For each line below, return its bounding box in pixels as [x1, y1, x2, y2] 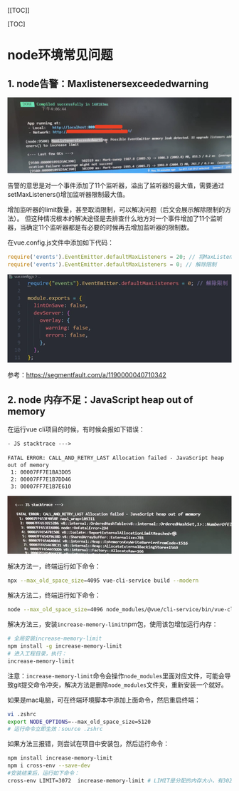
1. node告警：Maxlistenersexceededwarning [7, 78, 209, 90]
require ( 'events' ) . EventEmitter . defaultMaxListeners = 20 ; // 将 [7, 253, 204, 261]
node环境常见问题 [7, 47, 113, 63]
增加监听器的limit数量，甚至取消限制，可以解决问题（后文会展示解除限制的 [7, 205, 225, 214]
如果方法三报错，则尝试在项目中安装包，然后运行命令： [7, 740, 169, 748]
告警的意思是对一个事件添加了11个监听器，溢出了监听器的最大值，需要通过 [7, 181, 225, 190]
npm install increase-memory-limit [7, 755, 113, 762]
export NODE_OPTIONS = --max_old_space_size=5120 [7, 718, 152, 725]
